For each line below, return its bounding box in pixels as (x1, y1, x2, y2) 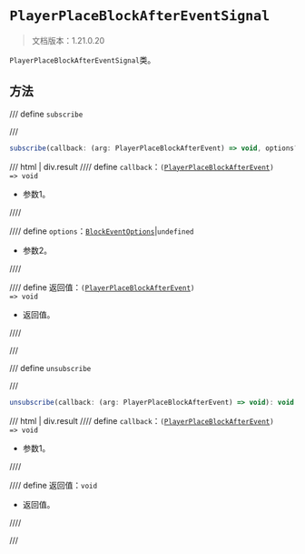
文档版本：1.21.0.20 (31, 35, 105, 45)
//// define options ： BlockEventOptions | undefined (9, 226, 194, 237)
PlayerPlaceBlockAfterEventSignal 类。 (9, 54, 156, 65)
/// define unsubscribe (9, 362, 92, 373)
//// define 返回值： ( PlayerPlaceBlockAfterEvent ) (9, 281, 195, 293)
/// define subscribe (9, 108, 84, 119)
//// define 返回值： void (9, 479, 98, 490)
